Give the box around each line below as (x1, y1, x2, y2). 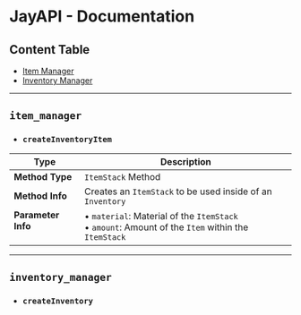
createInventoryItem (21, 134, 112, 145)
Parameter (13, 209, 60, 221)
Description (159, 155, 212, 167)
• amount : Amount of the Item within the (84, 221, 249, 234)
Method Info (13, 190, 67, 202)
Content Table (9, 42, 90, 57)
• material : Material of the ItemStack (84, 209, 239, 222)
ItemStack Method (84, 170, 161, 183)
